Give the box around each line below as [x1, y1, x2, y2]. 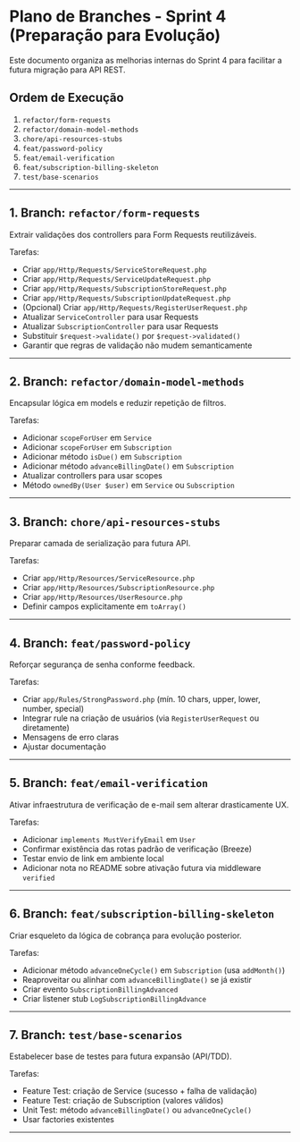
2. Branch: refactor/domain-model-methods [9, 374, 245, 389]
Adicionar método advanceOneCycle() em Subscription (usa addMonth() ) [21, 964, 286, 976]
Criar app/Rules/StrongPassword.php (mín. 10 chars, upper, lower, [21, 694, 261, 704]
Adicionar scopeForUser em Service [21, 432, 152, 444]
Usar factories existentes [21, 1114, 114, 1125]
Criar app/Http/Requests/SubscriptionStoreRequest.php [21, 283, 228, 293]
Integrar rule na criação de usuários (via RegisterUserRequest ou [21, 713, 260, 723]
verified [21, 874, 55, 883]
